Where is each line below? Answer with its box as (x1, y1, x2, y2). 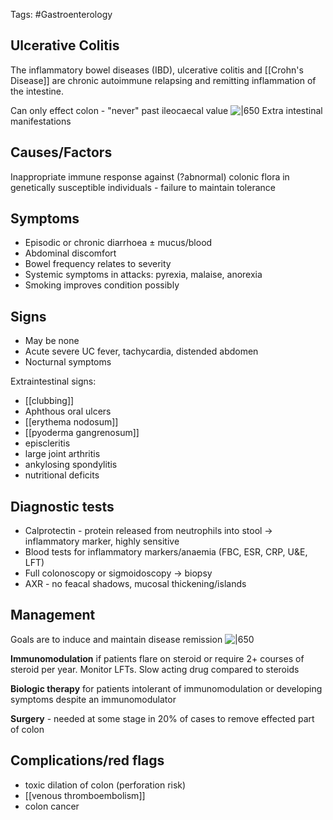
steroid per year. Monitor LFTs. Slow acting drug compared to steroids (10, 663, 300, 675)
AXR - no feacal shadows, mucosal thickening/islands (24, 578, 247, 590)
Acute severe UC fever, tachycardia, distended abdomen (24, 345, 259, 358)
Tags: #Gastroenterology (10, 9, 113, 20)
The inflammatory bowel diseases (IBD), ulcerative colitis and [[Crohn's (10, 64, 304, 76)
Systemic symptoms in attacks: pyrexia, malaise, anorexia (24, 269, 263, 281)
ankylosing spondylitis (24, 459, 118, 471)
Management (10, 607, 96, 624)
